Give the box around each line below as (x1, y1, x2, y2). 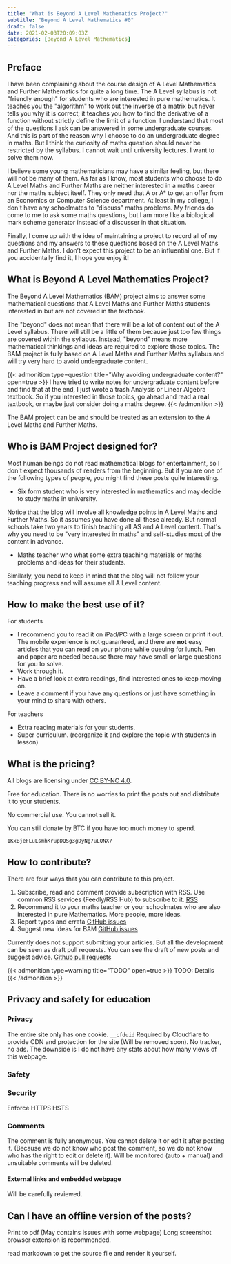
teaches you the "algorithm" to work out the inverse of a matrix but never (7, 102, 215, 110)
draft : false (7, 23, 45, 30)
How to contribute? (7, 856, 92, 868)
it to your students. (7, 797, 61, 806)
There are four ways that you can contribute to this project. (7, 874, 175, 883)
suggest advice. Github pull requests (7, 953, 112, 961)
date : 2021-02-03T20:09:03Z (7, 29, 88, 37)
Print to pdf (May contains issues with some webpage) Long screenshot (7, 1229, 212, 1237)
